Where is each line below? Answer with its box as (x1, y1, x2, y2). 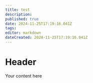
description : (5, 12, 32, 17)
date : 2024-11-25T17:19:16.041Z (5, 21, 72, 26)
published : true (5, 16, 39, 21)
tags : (5, 26, 16, 31)
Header (5, 57, 36, 68)
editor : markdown (5, 30, 41, 35)
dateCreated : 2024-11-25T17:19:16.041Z (5, 35, 88, 40)
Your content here (5, 73, 42, 79)
